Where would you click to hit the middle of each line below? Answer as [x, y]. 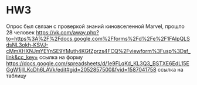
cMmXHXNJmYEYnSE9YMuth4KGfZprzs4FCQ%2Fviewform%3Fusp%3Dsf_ [98, 51]
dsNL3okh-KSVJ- [27, 45]
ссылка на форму [61, 57]
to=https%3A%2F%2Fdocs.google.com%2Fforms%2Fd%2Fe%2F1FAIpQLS [98, 38]
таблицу [16, 76]
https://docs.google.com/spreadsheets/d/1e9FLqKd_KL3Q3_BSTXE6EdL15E [98, 63]
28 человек [21, 32]
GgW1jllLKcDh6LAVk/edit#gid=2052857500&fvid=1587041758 [81, 69]
